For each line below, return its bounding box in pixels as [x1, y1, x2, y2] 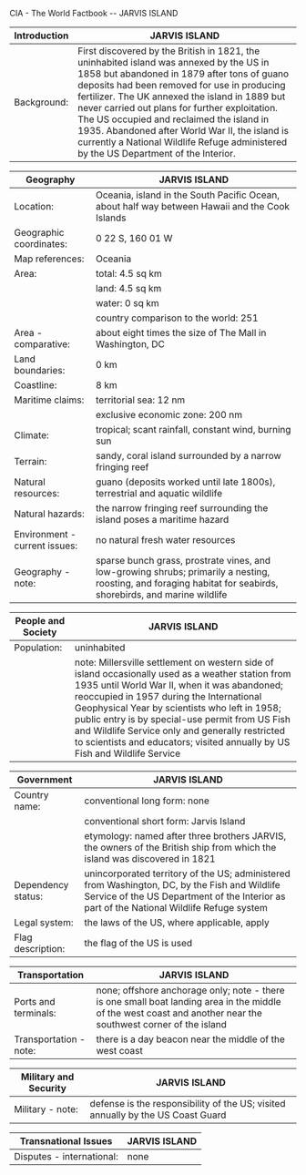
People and [15, 615, 66, 627]
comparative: [14, 338, 71, 350]
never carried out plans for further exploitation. [76, 102, 278, 114]
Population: [14, 641, 63, 654]
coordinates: [14, 238, 68, 250]
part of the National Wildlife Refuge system [84, 902, 269, 914]
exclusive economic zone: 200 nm [95, 409, 243, 421]
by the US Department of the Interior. [76, 148, 237, 159]
